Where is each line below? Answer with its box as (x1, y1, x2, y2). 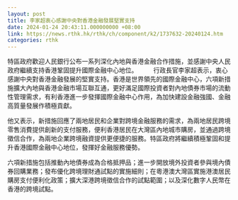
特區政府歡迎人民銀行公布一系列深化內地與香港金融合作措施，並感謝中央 (7, 57, 218, 66)
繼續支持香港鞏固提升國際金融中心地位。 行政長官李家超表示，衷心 (19, 66, 228, 74)
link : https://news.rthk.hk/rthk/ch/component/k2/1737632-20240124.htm (7, 30, 223, 38)
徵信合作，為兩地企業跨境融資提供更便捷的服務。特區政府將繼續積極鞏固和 (7, 134, 225, 143)
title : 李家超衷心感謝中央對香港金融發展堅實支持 (7, 17, 135, 24)
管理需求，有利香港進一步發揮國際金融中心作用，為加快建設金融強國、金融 (13, 93, 231, 101)
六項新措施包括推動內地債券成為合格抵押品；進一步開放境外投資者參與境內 (7, 158, 225, 167)
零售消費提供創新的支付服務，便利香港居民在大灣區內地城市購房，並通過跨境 (7, 126, 231, 134)
